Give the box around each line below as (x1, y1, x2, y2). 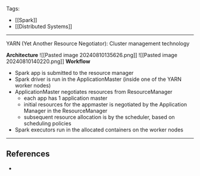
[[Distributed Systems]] (14, 23, 73, 30)
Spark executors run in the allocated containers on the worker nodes (14, 126, 183, 133)
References (6, 149, 50, 159)
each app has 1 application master (23, 95, 108, 102)
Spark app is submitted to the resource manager (14, 70, 134, 76)
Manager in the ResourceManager (23, 107, 108, 114)
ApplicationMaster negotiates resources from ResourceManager (14, 89, 173, 95)
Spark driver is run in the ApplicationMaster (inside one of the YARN (14, 76, 182, 83)
